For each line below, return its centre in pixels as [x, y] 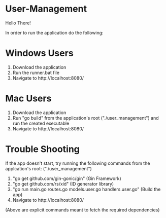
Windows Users [39, 53]
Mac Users [28, 99]
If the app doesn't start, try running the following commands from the [78, 163]
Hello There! [18, 23]
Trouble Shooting [43, 149]
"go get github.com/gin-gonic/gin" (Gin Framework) [67, 178]
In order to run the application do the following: [54, 32]
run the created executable [41, 123]
